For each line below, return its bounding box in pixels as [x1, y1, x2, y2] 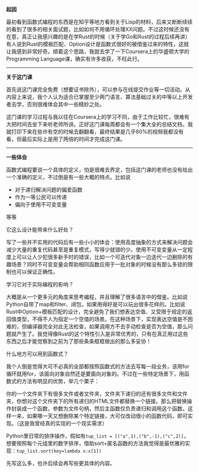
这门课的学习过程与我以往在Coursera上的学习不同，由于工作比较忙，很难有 [6, 114, 190, 120]
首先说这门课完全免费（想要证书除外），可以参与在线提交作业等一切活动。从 [6, 86, 191, 93]
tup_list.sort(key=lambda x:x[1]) [17, 448, 102, 454]
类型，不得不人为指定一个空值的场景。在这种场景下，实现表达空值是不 [16, 316, 188, 322]
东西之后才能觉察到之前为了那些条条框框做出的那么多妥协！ [6, 338, 152, 345]
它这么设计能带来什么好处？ [6, 226, 74, 233]
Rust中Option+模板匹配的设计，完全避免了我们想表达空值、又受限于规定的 [6, 308, 188, 315]
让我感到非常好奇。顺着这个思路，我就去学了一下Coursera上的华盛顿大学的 [6, 48, 190, 55]
